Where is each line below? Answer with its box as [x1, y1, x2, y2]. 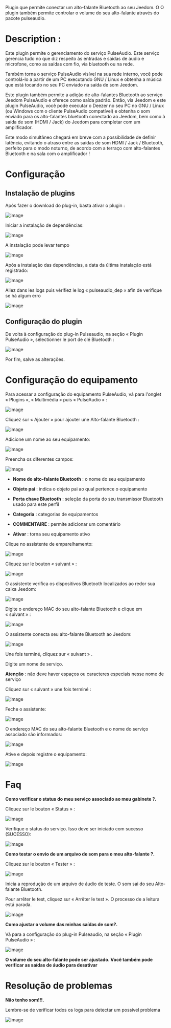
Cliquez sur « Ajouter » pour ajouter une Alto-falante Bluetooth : [5, 416, 139, 422]
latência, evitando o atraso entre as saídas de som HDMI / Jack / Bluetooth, [5, 139, 164, 145]
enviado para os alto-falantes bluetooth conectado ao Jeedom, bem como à [5, 113, 165, 119]
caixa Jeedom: [5, 586, 37, 592]
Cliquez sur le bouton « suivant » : [5, 561, 77, 567]
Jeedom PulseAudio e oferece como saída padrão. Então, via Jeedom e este [5, 97, 166, 103]
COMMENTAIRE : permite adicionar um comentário [12, 521, 121, 527]
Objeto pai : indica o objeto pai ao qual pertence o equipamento [12, 486, 148, 492]
